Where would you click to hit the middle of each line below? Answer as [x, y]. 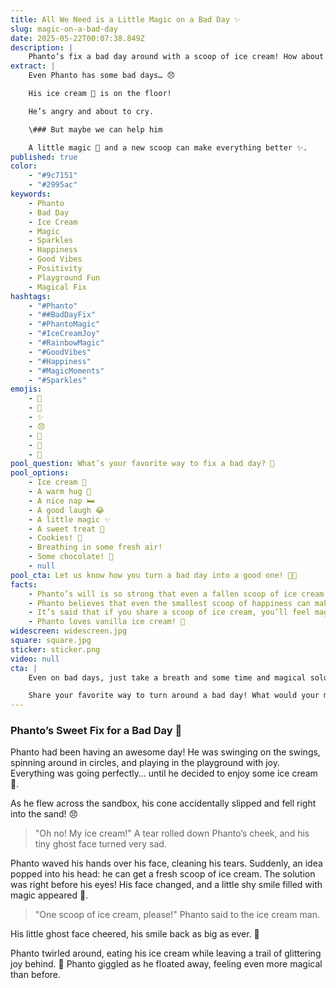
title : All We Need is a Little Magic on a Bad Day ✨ [125, 19]
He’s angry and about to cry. [91, 111]
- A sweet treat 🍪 [66, 529]
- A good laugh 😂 [66, 510]
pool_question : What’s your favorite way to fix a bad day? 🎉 [142, 464]
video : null [35, 659]
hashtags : [31, 296]
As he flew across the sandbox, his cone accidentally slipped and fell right [163, 803]
